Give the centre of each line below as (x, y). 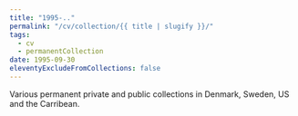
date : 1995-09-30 (42, 60)
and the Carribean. (45, 103)
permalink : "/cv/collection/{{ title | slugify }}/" (112, 26)
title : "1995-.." (42, 18)
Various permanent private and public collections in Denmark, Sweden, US (149, 94)
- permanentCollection (61, 52)
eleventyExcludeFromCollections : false (85, 69)
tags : (20, 34)
